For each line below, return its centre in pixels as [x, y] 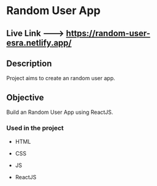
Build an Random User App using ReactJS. [60, 112]
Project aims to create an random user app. [61, 78]
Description [29, 63]
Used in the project [35, 128]
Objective [25, 98]
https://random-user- [108, 33]
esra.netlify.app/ [39, 43]
